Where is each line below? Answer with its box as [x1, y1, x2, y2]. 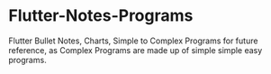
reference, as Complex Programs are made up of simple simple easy [8, 44, 263, 55]
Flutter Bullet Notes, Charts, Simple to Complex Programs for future [8, 35, 258, 46]
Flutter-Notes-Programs [8, 5, 194, 26]
